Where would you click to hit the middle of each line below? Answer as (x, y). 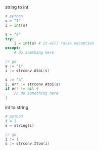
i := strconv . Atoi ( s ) (27, 71)
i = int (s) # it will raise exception (54, 43)
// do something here (36, 93)
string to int (17, 7)
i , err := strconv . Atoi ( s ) (33, 84)
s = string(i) (20, 125)
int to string (17, 107)
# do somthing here (34, 53)
